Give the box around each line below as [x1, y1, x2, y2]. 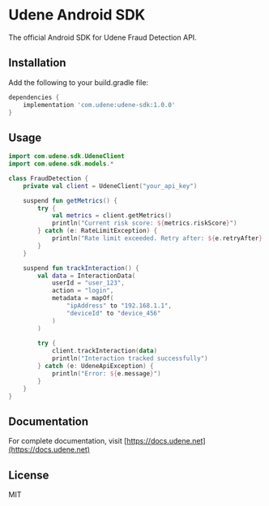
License [8, 468, 49, 482]
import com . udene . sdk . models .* [8, 160, 114, 168]
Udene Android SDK [8, 6, 146, 24]
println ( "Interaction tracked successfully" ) [51, 354, 208, 362]
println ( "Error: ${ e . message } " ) [51, 369, 161, 378]
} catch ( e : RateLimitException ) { [37, 227, 158, 235]
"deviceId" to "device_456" [66, 309, 161, 317]
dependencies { [8, 93, 60, 101]
